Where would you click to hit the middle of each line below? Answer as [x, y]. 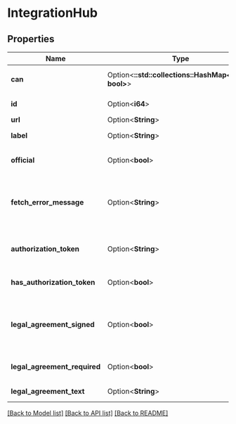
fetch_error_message [47, 202]
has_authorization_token [53, 282]
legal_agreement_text [48, 391]
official [23, 160]
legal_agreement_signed [53, 325]
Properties [31, 39]
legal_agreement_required [55, 367]
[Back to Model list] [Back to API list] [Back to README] [88, 413]
